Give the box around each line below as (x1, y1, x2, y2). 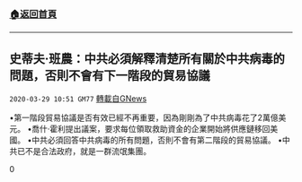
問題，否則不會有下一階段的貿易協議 (9, 67, 210, 82)
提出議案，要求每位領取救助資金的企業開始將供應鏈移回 (65, 124, 271, 134)
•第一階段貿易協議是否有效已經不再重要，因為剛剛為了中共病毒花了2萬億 (9, 112, 279, 123)
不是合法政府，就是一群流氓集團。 (24, 146, 151, 157)
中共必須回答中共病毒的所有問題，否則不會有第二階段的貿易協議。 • (31, 134, 283, 145)
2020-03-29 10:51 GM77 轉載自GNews (9, 93, 147, 104)
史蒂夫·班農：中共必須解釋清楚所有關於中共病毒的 (9, 51, 286, 66)
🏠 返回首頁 (9, 7, 58, 20)
